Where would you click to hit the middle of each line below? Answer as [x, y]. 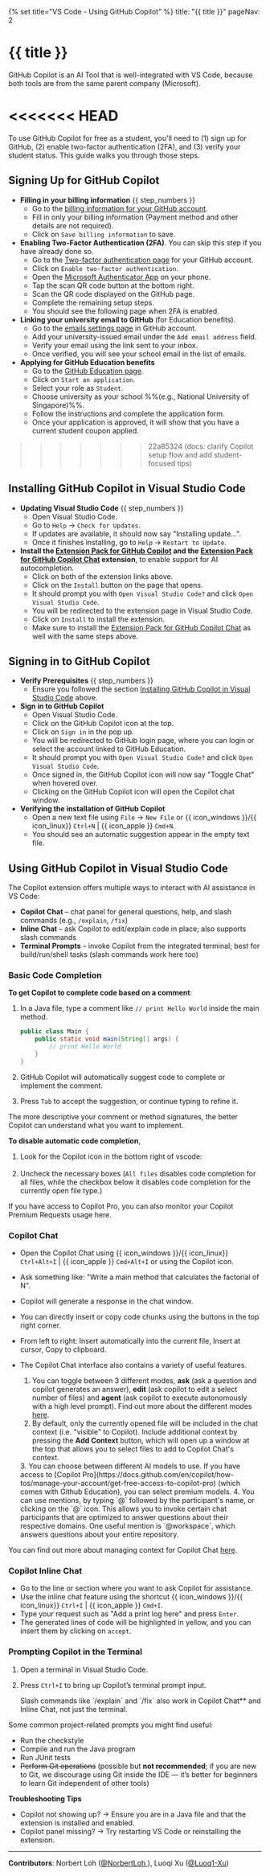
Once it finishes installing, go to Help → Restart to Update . [129, 542]
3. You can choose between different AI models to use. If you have [130, 1466]
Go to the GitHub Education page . [88, 371]
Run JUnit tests [45, 1757]
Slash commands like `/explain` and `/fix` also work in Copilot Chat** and [140, 1701]
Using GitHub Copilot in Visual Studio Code [119, 868]
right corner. [41, 1325]
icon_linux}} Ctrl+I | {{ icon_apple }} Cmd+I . [91, 1605]
